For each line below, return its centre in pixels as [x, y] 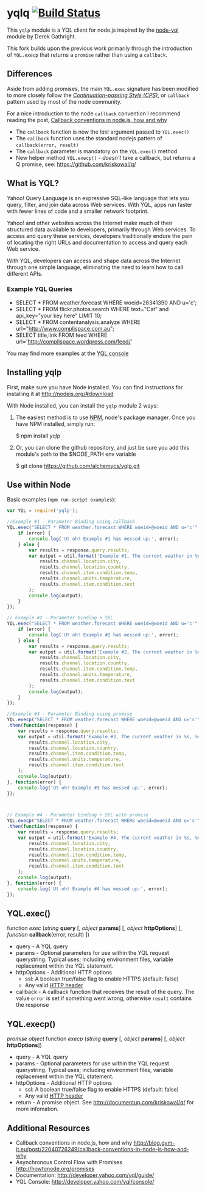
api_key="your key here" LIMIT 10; [59, 315]
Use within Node [39, 485]
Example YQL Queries [40, 289]
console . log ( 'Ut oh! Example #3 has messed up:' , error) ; [93, 788]
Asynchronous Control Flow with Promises [69, 1162]
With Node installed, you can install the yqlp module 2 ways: [82, 405]
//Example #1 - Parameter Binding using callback [71, 522]
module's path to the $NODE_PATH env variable [76, 454]
